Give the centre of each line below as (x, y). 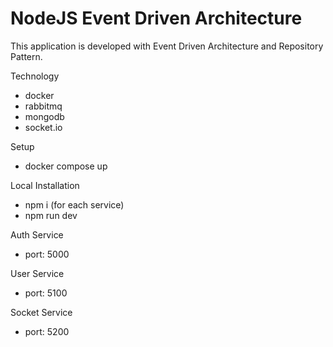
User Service (37, 273)
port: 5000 (47, 254)
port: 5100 (46, 293)
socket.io (43, 127)
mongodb (44, 116)
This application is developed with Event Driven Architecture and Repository (167, 46)
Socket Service (41, 312)
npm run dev (51, 215)
